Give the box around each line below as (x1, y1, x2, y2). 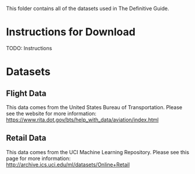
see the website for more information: (6, 110, 97, 117)
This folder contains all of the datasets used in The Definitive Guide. (6, 5, 169, 12)
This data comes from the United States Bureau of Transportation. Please (6, 103, 183, 110)
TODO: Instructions (6, 44, 53, 51)
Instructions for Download (6, 26, 136, 39)
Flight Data (6, 88, 47, 98)
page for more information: (6, 155, 71, 162)
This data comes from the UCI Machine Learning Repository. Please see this (6, 148, 190, 155)
